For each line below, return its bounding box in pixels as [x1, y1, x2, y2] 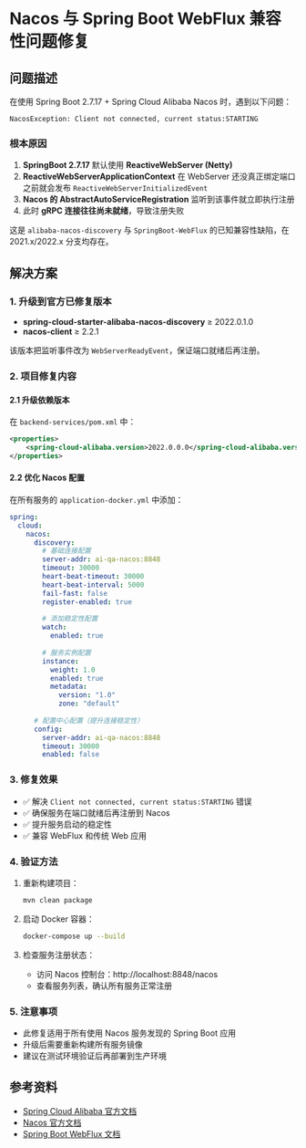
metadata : [49, 682, 88, 692]
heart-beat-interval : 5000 [42, 580, 145, 590]
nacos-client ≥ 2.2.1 [22, 326, 99, 337]
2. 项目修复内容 [9, 370, 77, 382]
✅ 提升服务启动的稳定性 [22, 819, 112, 830]
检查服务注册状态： [22, 949, 96, 960]
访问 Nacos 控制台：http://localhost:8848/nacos [36, 968, 219, 979]
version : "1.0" [57, 691, 117, 700]
